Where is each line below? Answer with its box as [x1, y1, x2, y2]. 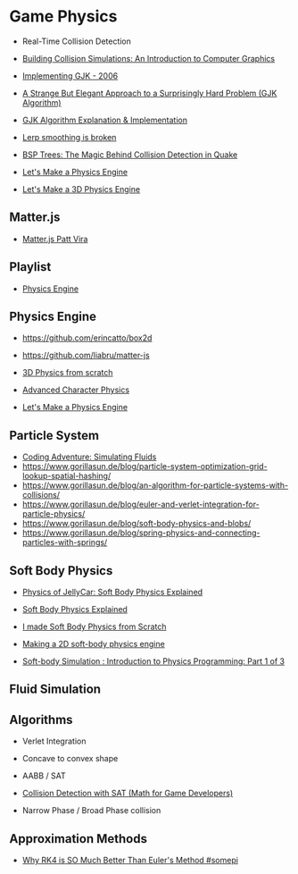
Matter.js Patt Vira [21, 233, 88, 244]
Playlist [9, 259, 52, 274]
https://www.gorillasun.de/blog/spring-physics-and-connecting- [21, 527, 261, 538]
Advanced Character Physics [21, 384, 130, 395]
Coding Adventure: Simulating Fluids [21, 451, 157, 462]
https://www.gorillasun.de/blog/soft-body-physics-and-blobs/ [21, 518, 252, 529]
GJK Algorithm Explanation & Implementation [21, 114, 187, 125]
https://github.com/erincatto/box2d [21, 332, 153, 343]
